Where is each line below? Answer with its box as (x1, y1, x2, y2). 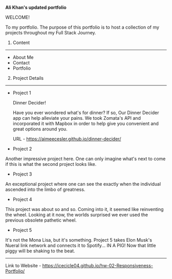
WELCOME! (5, 14, 30, 20)
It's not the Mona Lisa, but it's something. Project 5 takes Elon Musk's (5, 237, 153, 243)
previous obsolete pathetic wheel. (5, 217, 77, 223)
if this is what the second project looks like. (5, 161, 97, 167)
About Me (12, 54, 34, 60)
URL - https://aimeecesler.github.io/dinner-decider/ (12, 136, 121, 142)
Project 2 (12, 146, 32, 152)
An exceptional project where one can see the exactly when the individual (5, 181, 161, 187)
